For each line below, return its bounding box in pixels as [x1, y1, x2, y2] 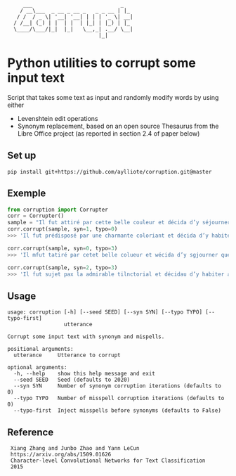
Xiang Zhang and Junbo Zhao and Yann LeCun [10, 445, 140, 452]
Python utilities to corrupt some [7, 55, 197, 71]
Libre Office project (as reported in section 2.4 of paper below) [17, 129, 200, 138]
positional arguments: [7, 346, 74, 353]
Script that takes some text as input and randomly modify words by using [7, 93, 219, 101]
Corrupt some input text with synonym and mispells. [7, 333, 165, 340]
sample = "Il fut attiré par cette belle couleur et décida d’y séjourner [7, 219, 231, 226]
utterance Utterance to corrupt [13, 352, 121, 359]
